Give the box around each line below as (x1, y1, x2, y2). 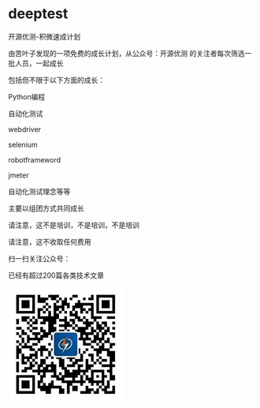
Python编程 (8, 92, 46, 101)
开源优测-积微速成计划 (8, 32, 81, 41)
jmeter (8, 170, 29, 180)
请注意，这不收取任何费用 (8, 237, 91, 246)
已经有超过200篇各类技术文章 (8, 270, 105, 280)
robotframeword (8, 155, 61, 164)
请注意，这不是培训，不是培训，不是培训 (8, 220, 139, 230)
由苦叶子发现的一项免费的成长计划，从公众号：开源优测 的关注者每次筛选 (8, 48, 245, 58)
